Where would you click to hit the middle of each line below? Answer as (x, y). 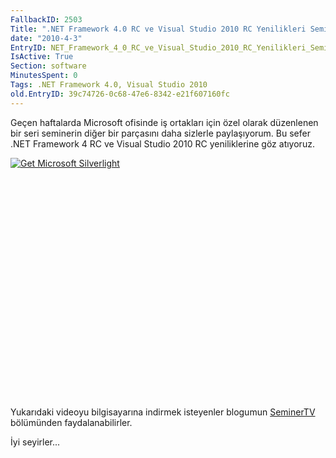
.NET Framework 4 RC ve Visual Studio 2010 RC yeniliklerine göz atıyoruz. (162, 143)
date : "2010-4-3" (46, 38)
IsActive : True (42, 57)
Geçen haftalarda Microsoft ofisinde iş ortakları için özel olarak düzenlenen (164, 122)
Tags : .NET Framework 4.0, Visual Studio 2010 (109, 85)
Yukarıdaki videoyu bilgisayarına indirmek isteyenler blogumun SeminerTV (163, 412)
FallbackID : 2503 (46, 19)
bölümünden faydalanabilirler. (71, 422)
